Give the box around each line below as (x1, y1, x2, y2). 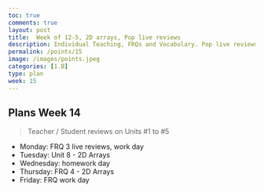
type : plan (8, 70, 44, 78)
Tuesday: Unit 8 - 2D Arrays (19, 150, 111, 160)
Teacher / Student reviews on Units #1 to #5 (27, 127, 170, 136)
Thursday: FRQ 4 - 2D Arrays (19, 167, 115, 176)
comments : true (8, 19, 58, 27)
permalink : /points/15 (8, 48, 82, 56)
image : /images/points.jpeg (8, 56, 101, 63)
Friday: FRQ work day (19, 176, 90, 185)
